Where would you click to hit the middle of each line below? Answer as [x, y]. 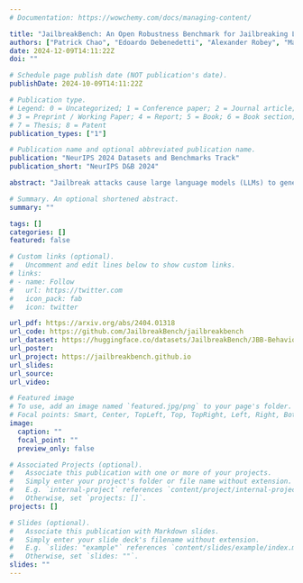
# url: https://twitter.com [66, 290]
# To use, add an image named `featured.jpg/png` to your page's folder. [151, 406]
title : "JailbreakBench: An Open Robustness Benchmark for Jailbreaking [149, 34]
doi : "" [24, 59]
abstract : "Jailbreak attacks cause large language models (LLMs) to [143, 183]
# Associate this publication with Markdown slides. [115, 531]
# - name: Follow [42, 282]
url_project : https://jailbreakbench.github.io [101, 357]
